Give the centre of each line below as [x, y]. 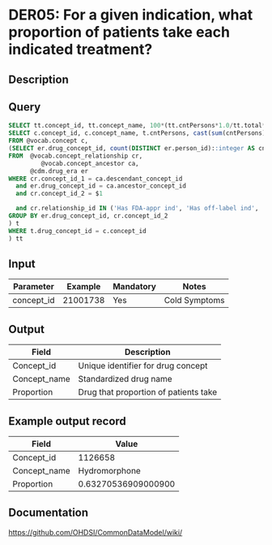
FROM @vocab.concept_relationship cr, [76, 156]
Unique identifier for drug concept [143, 365]
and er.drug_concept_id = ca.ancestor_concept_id [101, 186]
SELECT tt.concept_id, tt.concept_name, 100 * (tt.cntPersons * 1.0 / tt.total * [137, 126]
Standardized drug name [125, 379]
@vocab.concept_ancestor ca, [90, 163]
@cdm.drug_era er [59, 171]
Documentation [49, 513]
